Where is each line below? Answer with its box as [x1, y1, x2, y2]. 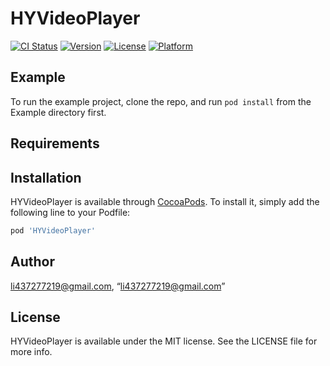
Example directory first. [10, 106, 107, 118]
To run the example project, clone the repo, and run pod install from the [10, 95, 312, 107]
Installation [10, 169, 82, 186]
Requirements [10, 135, 100, 152]
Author [10, 253, 55, 271]
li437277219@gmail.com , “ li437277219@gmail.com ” [10, 280, 226, 292]
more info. [10, 346, 53, 358]
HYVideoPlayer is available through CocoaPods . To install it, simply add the [10, 195, 320, 207]
